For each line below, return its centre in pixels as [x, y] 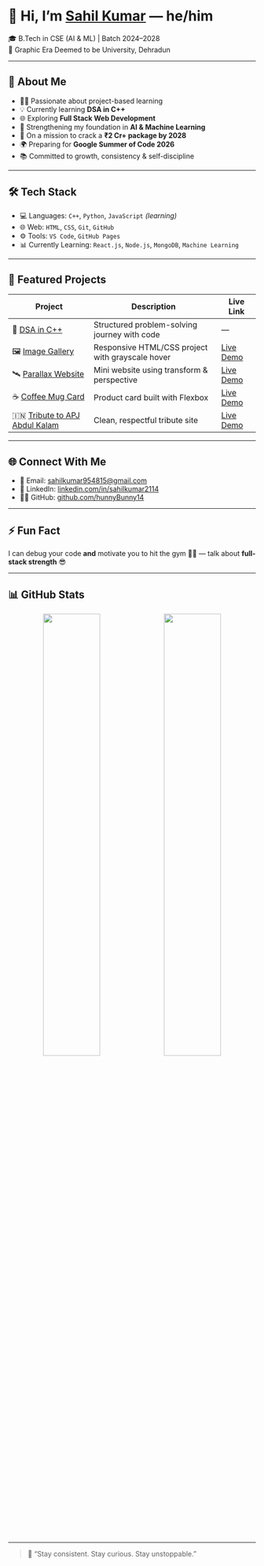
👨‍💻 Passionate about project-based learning [91, 101]
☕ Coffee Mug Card [48, 396]
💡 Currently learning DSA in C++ [72, 109]
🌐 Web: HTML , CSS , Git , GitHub [67, 227]
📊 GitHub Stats [46, 595]
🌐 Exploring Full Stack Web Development [87, 118]
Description [154, 306]
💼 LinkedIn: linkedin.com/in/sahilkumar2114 [89, 489]
